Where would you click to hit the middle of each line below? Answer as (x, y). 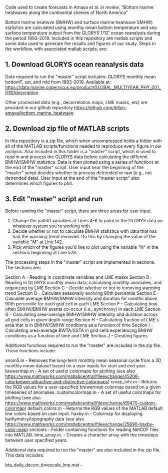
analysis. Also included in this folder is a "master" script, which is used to (80, 151)
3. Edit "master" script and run (54, 199)
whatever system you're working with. (52, 226)
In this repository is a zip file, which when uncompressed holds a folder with (83, 141)
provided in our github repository (39, 108)
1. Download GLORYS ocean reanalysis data (74, 65)
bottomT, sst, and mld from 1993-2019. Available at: (58, 82)
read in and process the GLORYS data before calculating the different (76, 157)
